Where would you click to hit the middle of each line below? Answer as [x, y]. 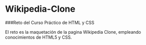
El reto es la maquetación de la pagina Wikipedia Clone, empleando [73, 32]
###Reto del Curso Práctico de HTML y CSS [50, 22]
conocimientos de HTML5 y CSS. [38, 37]
